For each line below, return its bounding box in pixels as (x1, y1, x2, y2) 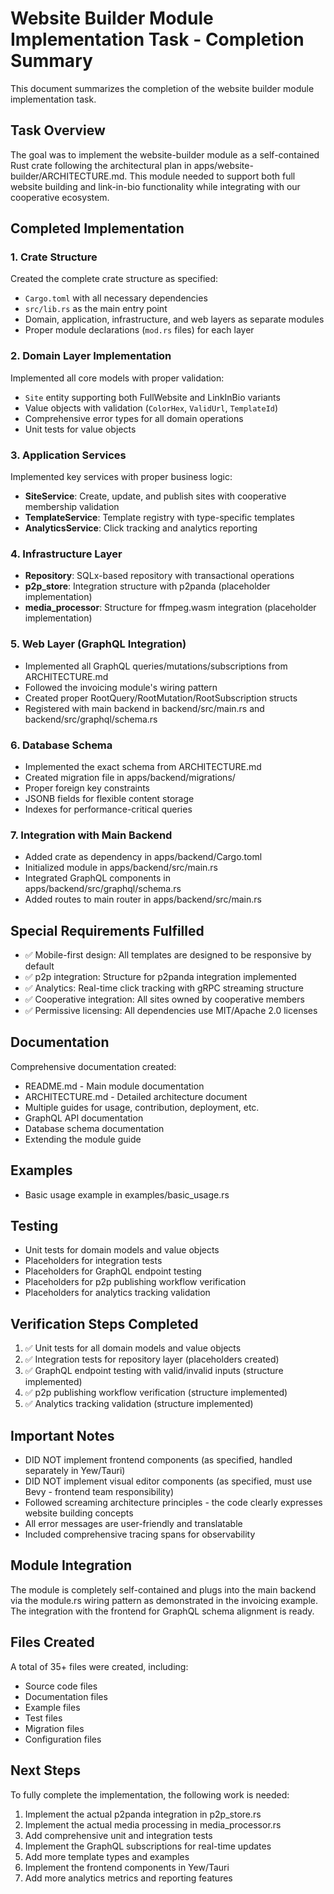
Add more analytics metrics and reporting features (24, 1872, 233, 1884)
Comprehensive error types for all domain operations (24, 412, 244, 424)
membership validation (24, 501, 120, 513)
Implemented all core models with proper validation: (10, 372, 225, 384)
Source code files (24, 1680, 98, 1692)
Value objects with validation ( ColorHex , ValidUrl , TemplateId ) (24, 402, 279, 414)
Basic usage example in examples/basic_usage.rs (24, 1188, 230, 1201)
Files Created (10, 1634, 95, 1651)
